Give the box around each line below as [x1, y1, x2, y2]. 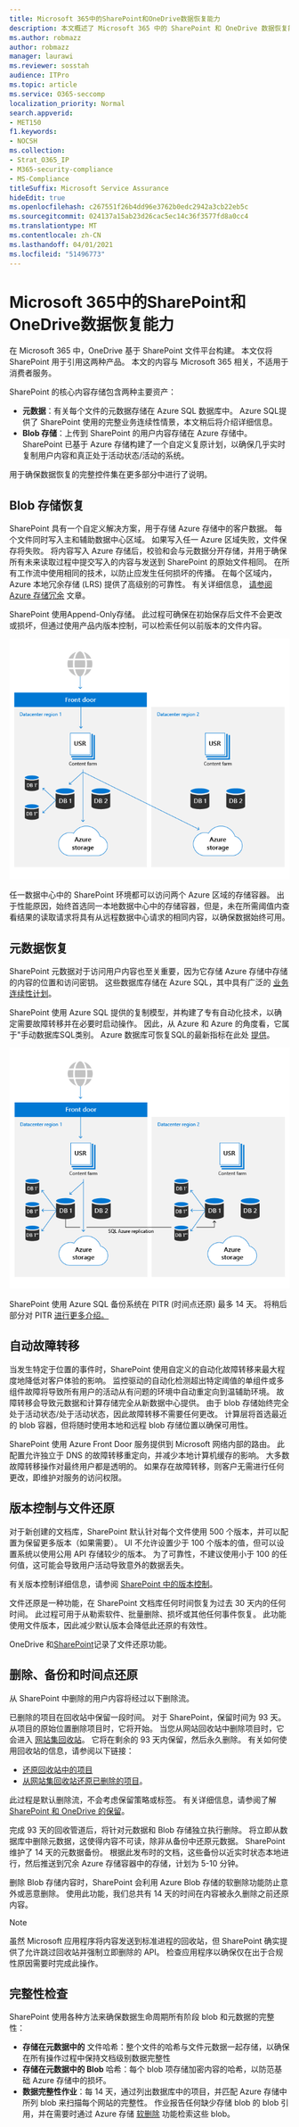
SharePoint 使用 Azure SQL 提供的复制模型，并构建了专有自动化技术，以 [9, 1007, 275, 1018]
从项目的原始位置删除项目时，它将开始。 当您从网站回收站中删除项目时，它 [9, 1723, 285, 1734]
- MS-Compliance [9, 174, 69, 183]
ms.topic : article [9, 80, 77, 89]
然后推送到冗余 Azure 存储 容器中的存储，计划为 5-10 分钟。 [24, 1858, 243, 1868]
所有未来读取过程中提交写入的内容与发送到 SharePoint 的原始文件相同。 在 [9, 557, 282, 567]
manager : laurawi [9, 52, 74, 62]
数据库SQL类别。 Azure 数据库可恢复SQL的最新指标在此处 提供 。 [36, 1030, 275, 1040]
